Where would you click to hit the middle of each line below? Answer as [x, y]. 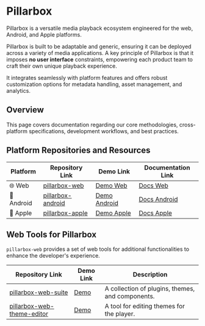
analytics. [18, 90]
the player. [120, 314]
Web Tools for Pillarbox [51, 234]
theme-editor [29, 314]
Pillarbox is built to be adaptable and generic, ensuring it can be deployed [99, 46]
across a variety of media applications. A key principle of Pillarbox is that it [100, 53]
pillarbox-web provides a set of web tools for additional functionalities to [98, 249]
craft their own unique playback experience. [62, 66]
